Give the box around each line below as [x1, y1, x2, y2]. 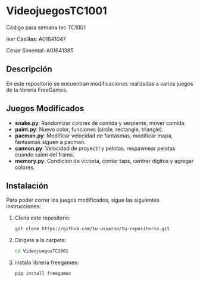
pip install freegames [14, 271, 71, 277]
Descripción [6, 64, 52, 74]
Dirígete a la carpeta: [14, 237, 67, 244]
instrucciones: [6, 203, 41, 210]
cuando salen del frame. [14, 151, 74, 158]
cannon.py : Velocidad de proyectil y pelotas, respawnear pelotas [14, 145, 176, 152]
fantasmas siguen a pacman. [14, 138, 86, 145]
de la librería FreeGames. [6, 86, 68, 93]
